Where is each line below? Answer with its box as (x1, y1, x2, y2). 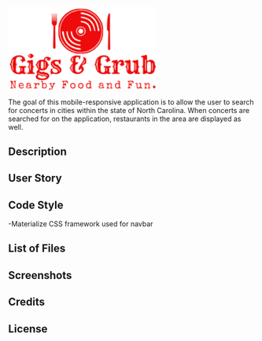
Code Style (8, 198, 64, 211)
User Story (8, 171, 62, 185)
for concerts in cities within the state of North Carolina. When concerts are (8, 105, 250, 115)
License (8, 322, 48, 335)
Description (8, 145, 67, 158)
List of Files (8, 242, 66, 255)
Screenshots (8, 269, 72, 282)
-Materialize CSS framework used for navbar (8, 219, 153, 229)
